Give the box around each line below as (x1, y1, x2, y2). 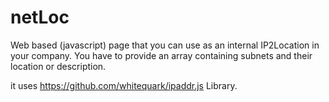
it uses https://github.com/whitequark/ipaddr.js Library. (10, 79, 238, 91)
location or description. (10, 60, 107, 72)
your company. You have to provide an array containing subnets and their (10, 49, 313, 61)
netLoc (10, 6, 70, 29)
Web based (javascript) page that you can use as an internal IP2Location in (10, 39, 320, 51)
